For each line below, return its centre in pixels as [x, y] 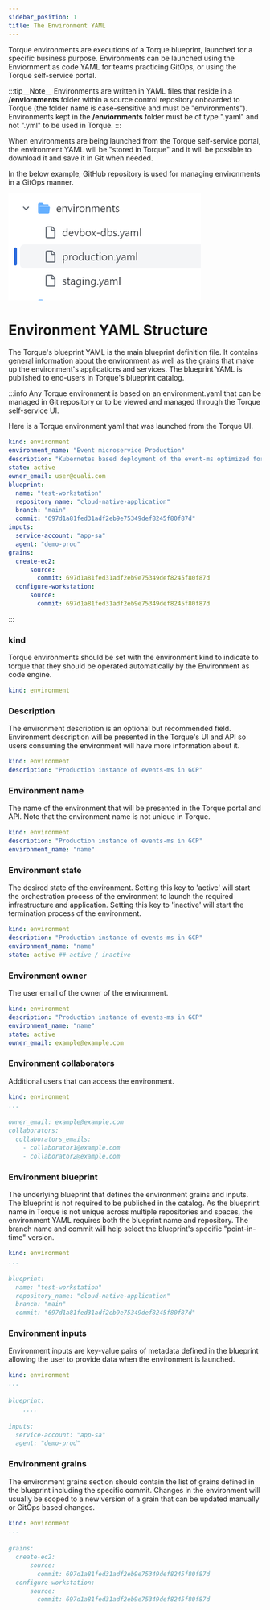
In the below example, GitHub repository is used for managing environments [135, 173]
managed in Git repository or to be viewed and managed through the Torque [135, 402]
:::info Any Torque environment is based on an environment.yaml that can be [135, 393]
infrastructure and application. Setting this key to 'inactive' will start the [126, 905]
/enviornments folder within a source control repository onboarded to [124, 99]
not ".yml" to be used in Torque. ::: [65, 125]
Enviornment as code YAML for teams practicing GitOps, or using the [123, 67]
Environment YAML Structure [108, 330]
